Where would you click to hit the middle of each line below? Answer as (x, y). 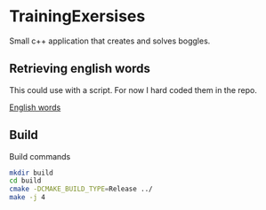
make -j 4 (28, 198)
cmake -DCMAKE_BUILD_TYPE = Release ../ (81, 189)
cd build (25, 181)
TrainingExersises (77, 16)
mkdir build (31, 173)
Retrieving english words (80, 69)
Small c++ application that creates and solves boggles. (110, 41)
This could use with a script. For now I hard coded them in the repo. (133, 89)
